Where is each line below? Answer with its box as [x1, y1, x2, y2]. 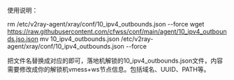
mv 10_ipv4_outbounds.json [39, 35, 120, 43]
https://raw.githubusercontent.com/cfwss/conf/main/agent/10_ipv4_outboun [7, 27, 227, 35]
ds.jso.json [7, 35, 38, 43]
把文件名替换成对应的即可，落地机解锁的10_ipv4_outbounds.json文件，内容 [7, 56, 224, 65]
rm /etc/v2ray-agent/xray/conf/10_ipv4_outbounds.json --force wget [7, 20, 205, 28]
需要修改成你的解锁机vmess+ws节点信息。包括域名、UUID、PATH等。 [7, 65, 210, 73]
